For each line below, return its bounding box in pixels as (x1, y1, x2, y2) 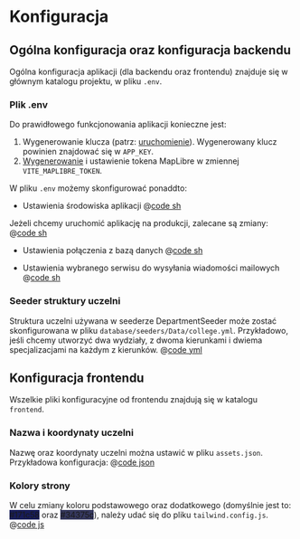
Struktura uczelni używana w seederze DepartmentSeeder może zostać (9, 315, 277, 326)
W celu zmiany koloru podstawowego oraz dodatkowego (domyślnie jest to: (9, 500, 292, 510)
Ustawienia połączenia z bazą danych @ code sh (22, 245, 203, 256)
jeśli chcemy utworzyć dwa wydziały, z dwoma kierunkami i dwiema (9, 335, 263, 345)
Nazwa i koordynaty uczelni (9, 427, 134, 440)
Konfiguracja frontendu (9, 370, 145, 385)
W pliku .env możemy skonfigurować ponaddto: (9, 183, 188, 194)
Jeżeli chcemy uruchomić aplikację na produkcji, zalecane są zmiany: (9, 218, 268, 229)
